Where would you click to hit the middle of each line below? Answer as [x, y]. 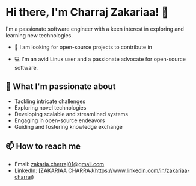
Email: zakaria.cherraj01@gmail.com [59, 164]
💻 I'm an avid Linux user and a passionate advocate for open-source [100, 59]
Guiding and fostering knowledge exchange [68, 126]
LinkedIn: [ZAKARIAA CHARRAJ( [55, 170]
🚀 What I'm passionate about [61, 87]
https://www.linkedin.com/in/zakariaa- [142, 170]
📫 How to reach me [43, 147]
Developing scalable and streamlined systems [71, 114]
